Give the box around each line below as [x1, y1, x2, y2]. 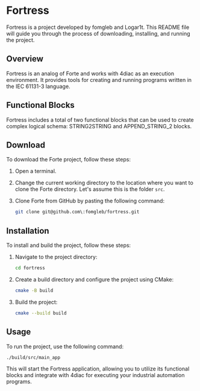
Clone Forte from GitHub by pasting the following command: [14, 197, 164, 205]
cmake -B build [14, 287, 54, 293]
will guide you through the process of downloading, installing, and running [6, 30, 190, 37]
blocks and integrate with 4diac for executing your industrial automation [6, 372, 185, 379]
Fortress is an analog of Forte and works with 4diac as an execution [6, 70, 175, 77]
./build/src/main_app [6, 354, 61, 360]
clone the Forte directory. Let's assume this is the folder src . [14, 186, 165, 193]
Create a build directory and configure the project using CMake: [14, 275, 174, 283]
